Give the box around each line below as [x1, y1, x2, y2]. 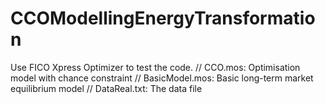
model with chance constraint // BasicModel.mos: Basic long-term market [10, 72, 314, 84]
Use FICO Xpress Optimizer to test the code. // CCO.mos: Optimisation [10, 61, 301, 73]
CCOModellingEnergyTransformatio [10, 7, 316, 30]
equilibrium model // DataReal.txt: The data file [10, 82, 203, 94]
